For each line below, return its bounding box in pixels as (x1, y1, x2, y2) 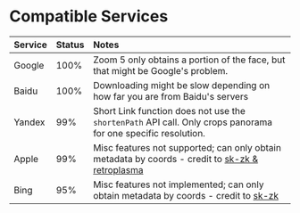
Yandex (13, 116, 46, 128)
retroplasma (93, 163, 144, 176)
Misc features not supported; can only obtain (93, 141, 281, 153)
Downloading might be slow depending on (93, 78, 271, 91)
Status (55, 38, 85, 51)
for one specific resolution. (93, 127, 205, 139)
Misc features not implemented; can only (93, 178, 264, 191)
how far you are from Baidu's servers (93, 90, 248, 102)
